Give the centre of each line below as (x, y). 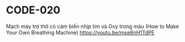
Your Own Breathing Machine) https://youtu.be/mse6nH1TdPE (80, 32)
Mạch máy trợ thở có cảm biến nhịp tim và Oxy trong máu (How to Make (92, 26)
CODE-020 (33, 10)
